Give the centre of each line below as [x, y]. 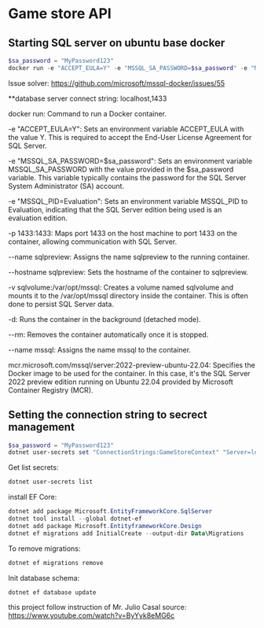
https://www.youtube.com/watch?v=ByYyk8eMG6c [92, 615]
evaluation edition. [38, 218]
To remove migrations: [44, 549]
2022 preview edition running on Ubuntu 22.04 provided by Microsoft [121, 382]
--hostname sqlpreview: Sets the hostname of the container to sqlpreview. [128, 272]
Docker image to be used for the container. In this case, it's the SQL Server [129, 373]
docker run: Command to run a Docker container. [88, 113]
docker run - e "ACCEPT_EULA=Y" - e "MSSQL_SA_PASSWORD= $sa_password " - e [128, 68]
